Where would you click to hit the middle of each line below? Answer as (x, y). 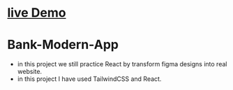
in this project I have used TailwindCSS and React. (89, 79)
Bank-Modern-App (63, 45)
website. (30, 72)
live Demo (37, 13)
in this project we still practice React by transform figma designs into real (122, 64)
